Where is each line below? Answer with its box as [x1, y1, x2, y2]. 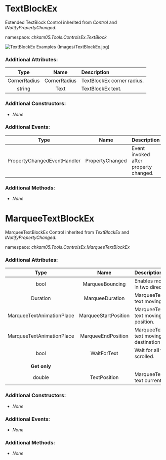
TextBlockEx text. [81, 85, 122, 92]
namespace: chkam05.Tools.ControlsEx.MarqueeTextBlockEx [5, 244, 130, 250]
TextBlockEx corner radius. [81, 77, 144, 84]
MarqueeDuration [83, 295, 125, 302]
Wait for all [134, 347, 160, 354]
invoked [131, 151, 150, 158]
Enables [134, 277, 153, 284]
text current [134, 377, 162, 384]
